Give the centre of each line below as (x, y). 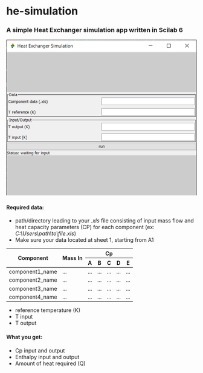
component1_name (33, 272)
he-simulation (42, 11)
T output (26, 323)
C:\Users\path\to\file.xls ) (46, 233)
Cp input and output (40, 350)
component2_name (33, 280)
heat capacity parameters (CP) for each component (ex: (85, 227)
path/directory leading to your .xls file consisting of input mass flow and (105, 221)
